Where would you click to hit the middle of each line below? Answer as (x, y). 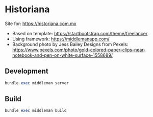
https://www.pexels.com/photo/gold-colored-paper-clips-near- (79, 50)
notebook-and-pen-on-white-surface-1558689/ (62, 55)
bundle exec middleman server (37, 83)
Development (27, 71)
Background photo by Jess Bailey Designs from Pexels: (70, 44)
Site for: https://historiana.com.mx (41, 24)
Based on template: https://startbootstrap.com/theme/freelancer (80, 33)
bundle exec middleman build (36, 111)
